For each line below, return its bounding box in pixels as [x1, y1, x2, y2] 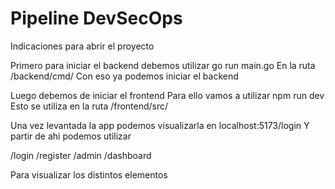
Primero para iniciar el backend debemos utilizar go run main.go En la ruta [10, 59, 316, 71]
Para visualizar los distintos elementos [10, 168, 168, 181]
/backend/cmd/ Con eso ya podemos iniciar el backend [10, 70, 239, 82]
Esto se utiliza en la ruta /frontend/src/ [10, 100, 169, 112]
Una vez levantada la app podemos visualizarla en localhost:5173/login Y [10, 119, 310, 131]
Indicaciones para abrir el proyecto [10, 40, 155, 52]
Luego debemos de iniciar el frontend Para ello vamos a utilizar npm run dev [10, 89, 325, 101]
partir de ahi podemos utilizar [10, 130, 132, 142]
